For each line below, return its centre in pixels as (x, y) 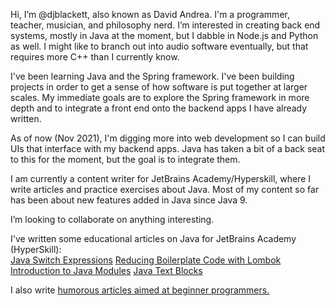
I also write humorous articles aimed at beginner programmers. (140, 290)
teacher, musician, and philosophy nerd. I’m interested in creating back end (165, 25)
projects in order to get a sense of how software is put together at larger (159, 87)
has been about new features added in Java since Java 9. (129, 200)
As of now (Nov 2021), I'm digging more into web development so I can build (168, 138)
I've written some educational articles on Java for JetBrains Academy (153, 238)
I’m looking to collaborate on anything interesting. (112, 219)
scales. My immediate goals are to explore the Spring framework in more (160, 97)
